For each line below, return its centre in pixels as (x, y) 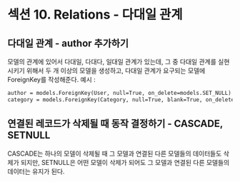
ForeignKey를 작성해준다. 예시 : (52, 80)
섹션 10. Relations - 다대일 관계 (95, 15)
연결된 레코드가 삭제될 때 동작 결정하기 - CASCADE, (115, 124)
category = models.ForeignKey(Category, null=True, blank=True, (105, 100)
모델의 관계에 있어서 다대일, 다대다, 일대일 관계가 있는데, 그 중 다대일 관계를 (112, 62)
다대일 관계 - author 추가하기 (68, 43)
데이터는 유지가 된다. (36, 171)
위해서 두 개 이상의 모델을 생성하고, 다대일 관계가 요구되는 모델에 (116, 71)
